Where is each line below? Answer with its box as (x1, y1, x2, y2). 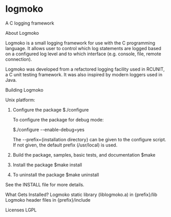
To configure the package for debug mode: (12, 116, 104, 123)
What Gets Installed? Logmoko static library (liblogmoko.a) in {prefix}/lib (5, 191, 158, 198)
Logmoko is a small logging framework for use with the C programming (5, 39, 155, 46)
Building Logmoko (5, 86, 44, 93)
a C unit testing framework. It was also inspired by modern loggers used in (5, 71, 163, 77)
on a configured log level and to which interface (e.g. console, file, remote (5, 51, 161, 57)
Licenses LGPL (5, 207, 37, 213)
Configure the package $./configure (12, 106, 89, 113)
